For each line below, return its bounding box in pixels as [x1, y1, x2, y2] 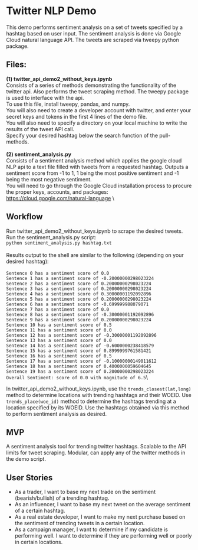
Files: [6, 60, 27, 70]
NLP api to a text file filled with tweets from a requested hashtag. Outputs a [6, 163, 189, 170]
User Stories [6, 473, 53, 483]
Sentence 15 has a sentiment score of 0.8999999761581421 [6, 347, 151, 354]
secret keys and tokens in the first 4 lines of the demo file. [6, 113, 147, 120]
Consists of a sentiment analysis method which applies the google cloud [6, 157, 182, 164]
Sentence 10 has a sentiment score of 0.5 [6, 322, 112, 328]
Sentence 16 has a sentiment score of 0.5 [6, 353, 112, 359]
